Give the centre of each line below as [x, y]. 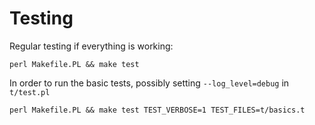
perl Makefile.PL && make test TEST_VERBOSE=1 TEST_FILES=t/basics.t [157, 110]
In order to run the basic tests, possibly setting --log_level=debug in [149, 83]
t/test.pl [30, 92]
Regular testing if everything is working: [91, 46]
